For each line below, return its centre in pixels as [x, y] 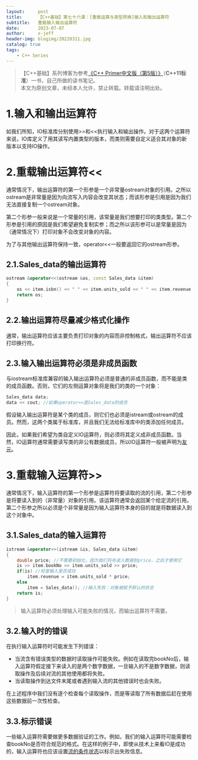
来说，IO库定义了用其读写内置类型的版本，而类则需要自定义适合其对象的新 [97, 139]
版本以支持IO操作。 [29, 146]
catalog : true [24, 45]
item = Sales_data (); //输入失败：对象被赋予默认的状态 [91, 588]
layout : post [27, 12]
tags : [13, 50]
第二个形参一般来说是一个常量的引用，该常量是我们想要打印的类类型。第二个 [99, 217]
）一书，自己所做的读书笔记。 [62, 80]
